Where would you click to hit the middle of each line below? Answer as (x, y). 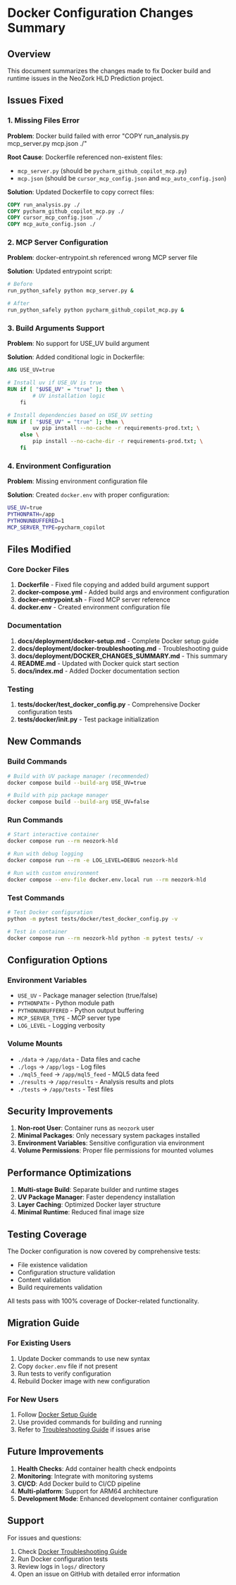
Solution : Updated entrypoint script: (60, 271)
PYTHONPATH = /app (31, 515)
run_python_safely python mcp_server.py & (70, 291)
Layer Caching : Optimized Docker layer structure (89, 1205)
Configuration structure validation (66, 1272)
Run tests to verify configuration (64, 1373)
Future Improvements (56, 1452)
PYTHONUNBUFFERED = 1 (36, 521)
